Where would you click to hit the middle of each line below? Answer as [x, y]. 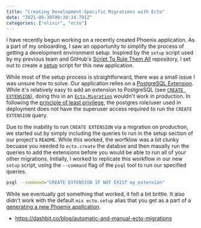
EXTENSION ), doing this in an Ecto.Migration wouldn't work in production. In [98, 96]
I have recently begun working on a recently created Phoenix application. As [100, 40]
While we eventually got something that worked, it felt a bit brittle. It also [95, 194]
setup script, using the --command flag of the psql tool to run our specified [97, 165]
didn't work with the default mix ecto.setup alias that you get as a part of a [99, 200]
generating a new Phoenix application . [53, 207]
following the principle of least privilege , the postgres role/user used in [94, 103]
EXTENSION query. [27, 115]
